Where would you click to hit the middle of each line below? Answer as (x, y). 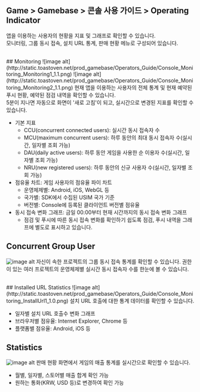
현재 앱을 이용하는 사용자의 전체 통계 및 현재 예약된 (133, 87)
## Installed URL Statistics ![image (48, 287)
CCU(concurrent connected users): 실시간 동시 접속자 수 (92, 130)
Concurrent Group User (51, 246)
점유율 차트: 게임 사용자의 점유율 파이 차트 (63, 182)
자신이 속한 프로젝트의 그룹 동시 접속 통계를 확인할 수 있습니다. (108, 261)
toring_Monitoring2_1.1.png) (40, 87)
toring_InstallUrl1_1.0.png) (37, 301)
